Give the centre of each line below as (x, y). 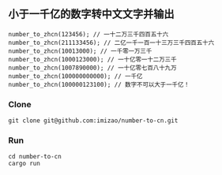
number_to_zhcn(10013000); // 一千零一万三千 (80, 51)
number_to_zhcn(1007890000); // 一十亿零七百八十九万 (92, 68)
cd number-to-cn (35, 157)
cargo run (24, 164)
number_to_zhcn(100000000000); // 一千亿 (75, 76)
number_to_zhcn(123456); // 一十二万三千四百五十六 (88, 34)
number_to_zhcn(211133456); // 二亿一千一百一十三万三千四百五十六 (111, 43)
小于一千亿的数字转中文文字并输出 (91, 14)
